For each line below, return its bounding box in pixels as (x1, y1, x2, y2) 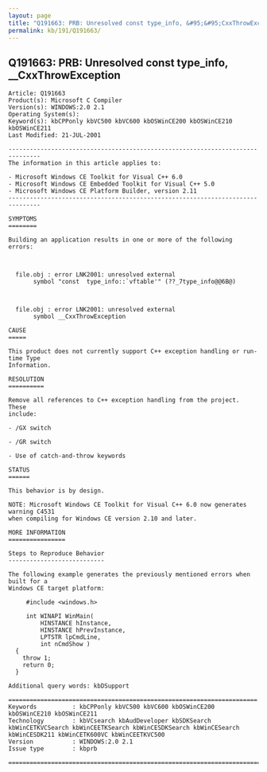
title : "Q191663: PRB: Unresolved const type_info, (8, 19, 183, 27)
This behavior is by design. (8, 487, 105, 495)
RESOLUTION (8, 375, 44, 383)
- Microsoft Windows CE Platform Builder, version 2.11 (8, 187, 197, 195)
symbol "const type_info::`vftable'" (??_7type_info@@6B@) (33, 278, 237, 286)
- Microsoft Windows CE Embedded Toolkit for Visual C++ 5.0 (8, 180, 215, 188)
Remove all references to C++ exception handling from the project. (8, 396, 240, 405)
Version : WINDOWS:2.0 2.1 (8, 738, 133, 746)
